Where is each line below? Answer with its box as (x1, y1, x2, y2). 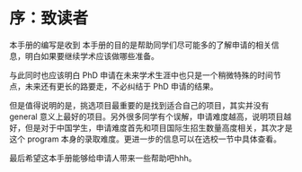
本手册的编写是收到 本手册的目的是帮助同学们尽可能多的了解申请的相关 (9, 39, 271, 50)
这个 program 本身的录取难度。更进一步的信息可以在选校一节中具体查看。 (9, 133, 281, 144)
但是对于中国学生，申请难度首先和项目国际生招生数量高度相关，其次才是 (24, 122, 293, 133)
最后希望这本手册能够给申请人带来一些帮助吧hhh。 (9, 152, 197, 163)
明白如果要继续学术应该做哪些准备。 (24, 50, 159, 61)
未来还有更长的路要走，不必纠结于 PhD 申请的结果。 (24, 81, 218, 91)
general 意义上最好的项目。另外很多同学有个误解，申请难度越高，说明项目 (9, 111, 284, 122)
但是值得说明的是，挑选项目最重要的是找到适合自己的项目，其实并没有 (9, 99, 270, 110)
